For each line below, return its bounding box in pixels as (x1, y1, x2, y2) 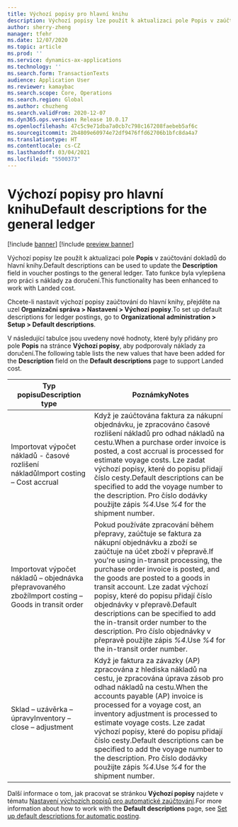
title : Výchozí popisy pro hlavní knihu (7, 10, 129, 18)
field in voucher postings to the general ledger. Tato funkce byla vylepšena (7, 268, 226, 277)
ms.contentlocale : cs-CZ (7, 143, 81, 150)
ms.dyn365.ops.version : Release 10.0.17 (7, 116, 129, 123)
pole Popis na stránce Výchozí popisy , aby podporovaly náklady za (7, 341, 205, 350)
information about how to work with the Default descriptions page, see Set (7, 804, 227, 813)
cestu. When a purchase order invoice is (94, 437, 227, 447)
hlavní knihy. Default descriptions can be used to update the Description (7, 261, 218, 270)
